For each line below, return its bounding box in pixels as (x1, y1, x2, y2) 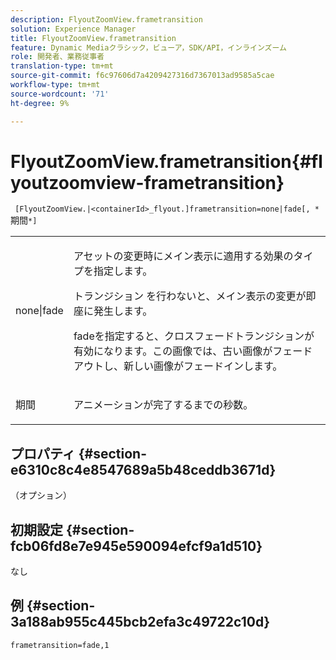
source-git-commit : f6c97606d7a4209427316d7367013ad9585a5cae (10, 71, 275, 81)
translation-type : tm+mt (10, 61, 114, 71)
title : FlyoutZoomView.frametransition (10, 33, 177, 43)
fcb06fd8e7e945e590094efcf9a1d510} (10, 537, 263, 555)
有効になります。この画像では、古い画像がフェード (73, 344, 313, 358)
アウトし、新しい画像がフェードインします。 (73, 359, 283, 373)
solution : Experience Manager (10, 24, 137, 34)
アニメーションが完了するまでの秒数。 (73, 398, 254, 412)
